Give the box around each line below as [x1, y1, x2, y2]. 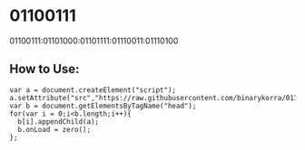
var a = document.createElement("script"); [9, 85, 177, 95]
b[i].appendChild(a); [17, 117, 100, 127]
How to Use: [9, 61, 80, 77]
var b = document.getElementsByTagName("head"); [9, 101, 197, 110]
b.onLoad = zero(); [17, 125, 92, 134]
